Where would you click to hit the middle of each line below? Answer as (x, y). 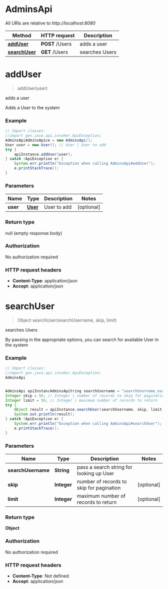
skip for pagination (99, 488)
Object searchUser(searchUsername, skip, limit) (67, 320)
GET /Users (54, 52)
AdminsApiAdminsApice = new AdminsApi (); (49, 140)
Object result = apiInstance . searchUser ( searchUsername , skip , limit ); (90, 410)
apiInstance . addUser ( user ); (43, 154)
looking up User (95, 473)
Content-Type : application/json (45, 281)
